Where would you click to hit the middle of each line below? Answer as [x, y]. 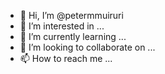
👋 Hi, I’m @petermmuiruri [71, 15]
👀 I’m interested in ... [62, 26]
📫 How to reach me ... [66, 58]
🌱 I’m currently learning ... [73, 36]
